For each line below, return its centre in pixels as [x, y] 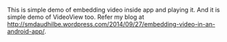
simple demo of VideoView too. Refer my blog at [76, 17]
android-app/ [26, 31]
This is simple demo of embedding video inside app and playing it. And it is [113, 10]
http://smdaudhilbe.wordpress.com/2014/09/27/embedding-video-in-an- [111, 24]
